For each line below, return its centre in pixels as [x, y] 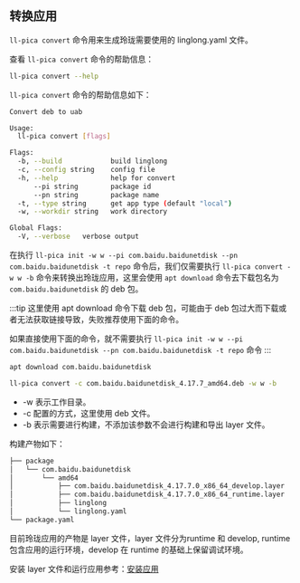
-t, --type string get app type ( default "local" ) [125, 203]
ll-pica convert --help [54, 76]
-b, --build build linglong [93, 161]
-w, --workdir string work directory [93, 212]
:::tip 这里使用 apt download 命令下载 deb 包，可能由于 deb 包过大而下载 [144, 308]
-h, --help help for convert [97, 178]
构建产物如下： [37, 444]
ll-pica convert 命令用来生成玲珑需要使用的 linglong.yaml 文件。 [131, 40]
